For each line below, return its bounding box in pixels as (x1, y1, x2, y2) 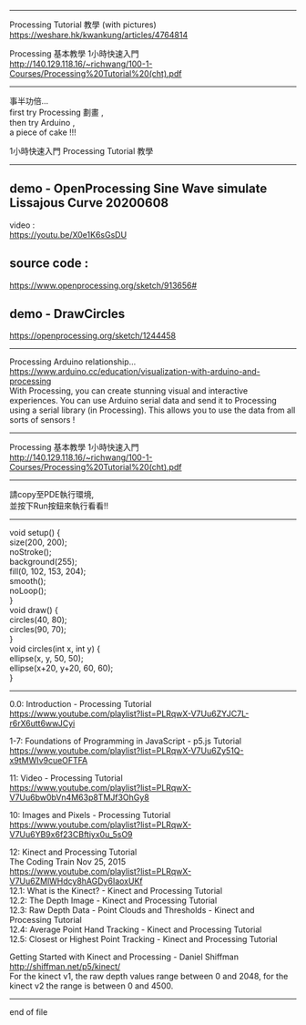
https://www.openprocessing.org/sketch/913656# (9, 280, 198, 291)
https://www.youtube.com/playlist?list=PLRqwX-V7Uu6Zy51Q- (9, 745, 244, 756)
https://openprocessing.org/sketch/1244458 (9, 330, 177, 342)
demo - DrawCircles (9, 306, 126, 322)
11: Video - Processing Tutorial (9, 773, 123, 784)
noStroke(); (9, 547, 52, 558)
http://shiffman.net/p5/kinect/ (9, 961, 121, 972)
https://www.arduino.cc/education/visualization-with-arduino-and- (9, 366, 261, 377)
